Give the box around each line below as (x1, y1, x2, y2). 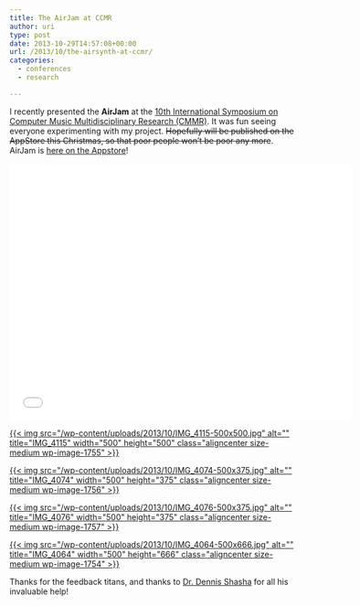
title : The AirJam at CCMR (9, 13, 112, 23)
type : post (9, 30, 51, 39)
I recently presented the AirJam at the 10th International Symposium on (9, 106, 279, 117)
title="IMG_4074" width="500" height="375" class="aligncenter (9, 474, 251, 485)
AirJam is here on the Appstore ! (9, 144, 129, 155)
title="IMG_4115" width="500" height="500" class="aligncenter (9, 437, 249, 448)
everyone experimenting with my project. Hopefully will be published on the (9, 125, 294, 136)
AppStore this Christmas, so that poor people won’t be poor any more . (9, 134, 274, 146)
